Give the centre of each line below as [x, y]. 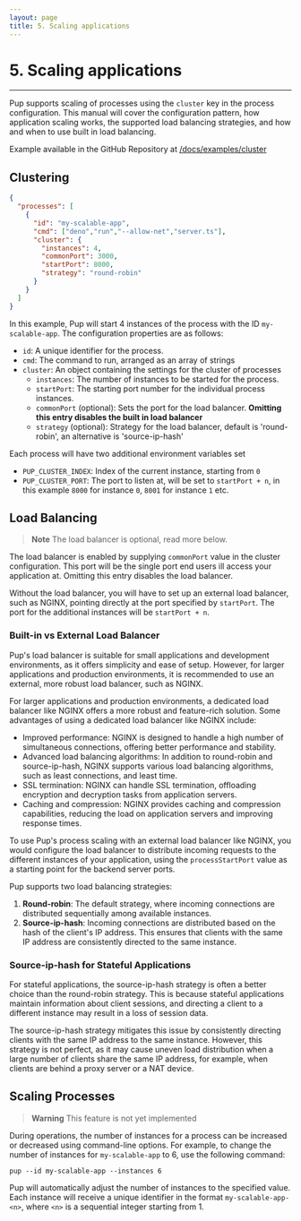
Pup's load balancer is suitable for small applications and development [140, 655]
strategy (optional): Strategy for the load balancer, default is [147, 426]
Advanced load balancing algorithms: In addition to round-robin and [147, 756]
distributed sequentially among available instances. [117, 913]
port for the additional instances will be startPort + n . [110, 612]
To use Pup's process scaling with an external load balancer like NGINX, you [150, 840]
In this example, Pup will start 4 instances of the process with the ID [134, 323]
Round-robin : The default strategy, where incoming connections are [149, 903]
